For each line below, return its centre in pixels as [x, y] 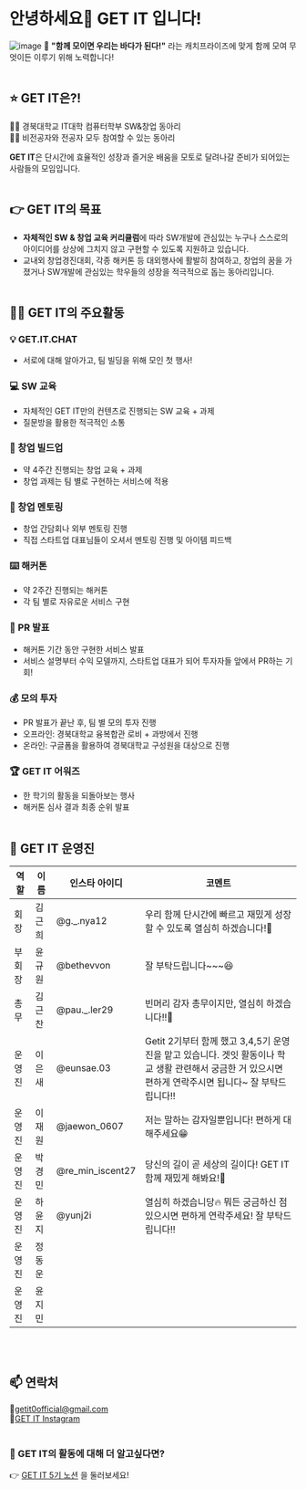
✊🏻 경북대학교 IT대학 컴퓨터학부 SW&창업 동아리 [95, 126]
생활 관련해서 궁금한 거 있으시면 [219, 1069]
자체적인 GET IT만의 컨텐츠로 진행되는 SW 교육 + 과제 [118, 411]
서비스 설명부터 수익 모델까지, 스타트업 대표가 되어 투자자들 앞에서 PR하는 [153, 661]
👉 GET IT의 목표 [56, 210]
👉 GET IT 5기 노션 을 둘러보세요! [69, 1475]
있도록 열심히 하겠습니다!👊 [220, 928]
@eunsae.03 [83, 1068]
